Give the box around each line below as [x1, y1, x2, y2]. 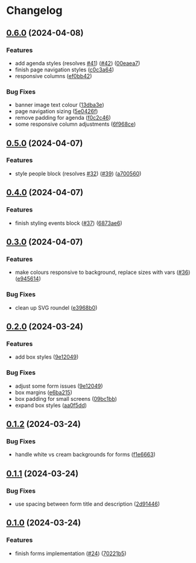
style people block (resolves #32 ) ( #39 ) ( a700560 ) [14, 170, 142, 177]
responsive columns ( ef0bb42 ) [14, 72, 92, 79]
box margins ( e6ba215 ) [14, 388, 72, 396]
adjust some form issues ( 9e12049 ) [14, 382, 104, 389]
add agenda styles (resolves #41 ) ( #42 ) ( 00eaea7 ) [14, 59, 141, 67]
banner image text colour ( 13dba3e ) [14, 101, 104, 109]
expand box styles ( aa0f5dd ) [14, 402, 87, 409]
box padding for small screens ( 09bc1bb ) [14, 395, 118, 402]
